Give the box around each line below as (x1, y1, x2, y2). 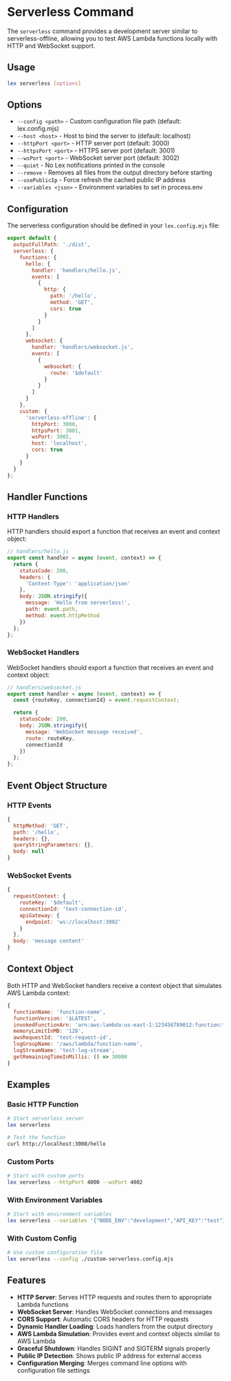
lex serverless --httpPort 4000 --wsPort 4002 (7, 1179, 143, 1186)
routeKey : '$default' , (19, 899, 85, 907)
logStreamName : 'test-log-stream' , (13, 1047, 115, 1054)
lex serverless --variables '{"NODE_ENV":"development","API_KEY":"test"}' (7, 1218, 229, 1224)
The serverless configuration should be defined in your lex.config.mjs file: (7, 221, 220, 230)
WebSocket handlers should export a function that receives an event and (7, 663, 214, 672)
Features (7, 1275, 46, 1287)
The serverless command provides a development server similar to (7, 27, 198, 35)
